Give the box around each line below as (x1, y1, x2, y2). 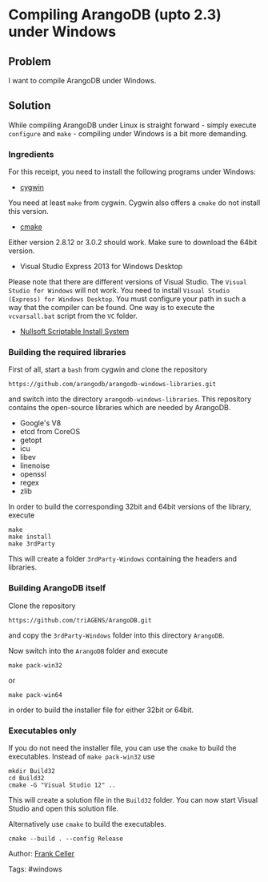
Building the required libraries (8, 347, 126, 358)
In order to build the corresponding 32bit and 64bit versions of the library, (8, 502, 252, 512)
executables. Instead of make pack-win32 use (8, 751, 155, 761)
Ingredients (8, 148, 54, 159)
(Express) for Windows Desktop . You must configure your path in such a (8, 294, 246, 304)
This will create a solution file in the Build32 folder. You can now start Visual (8, 795, 258, 804)
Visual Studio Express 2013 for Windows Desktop (19, 262, 183, 272)
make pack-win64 (8, 691, 62, 699)
